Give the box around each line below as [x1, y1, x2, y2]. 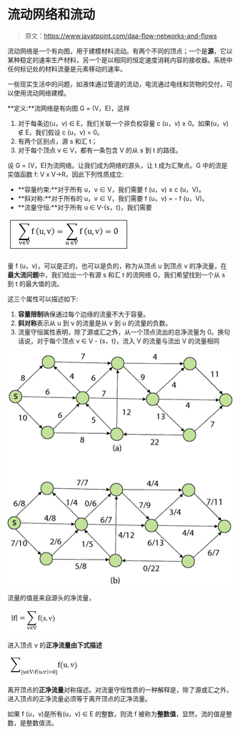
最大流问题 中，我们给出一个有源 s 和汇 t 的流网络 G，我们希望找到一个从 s [7, 270, 226, 279]
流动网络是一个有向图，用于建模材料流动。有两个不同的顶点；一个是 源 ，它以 [7, 46, 233, 55]
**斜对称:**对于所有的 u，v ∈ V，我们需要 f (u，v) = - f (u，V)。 [17, 194, 209, 202]
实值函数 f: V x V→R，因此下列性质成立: [7, 169, 124, 179]
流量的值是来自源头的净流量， [7, 594, 95, 602]
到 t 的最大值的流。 [7, 279, 64, 288]
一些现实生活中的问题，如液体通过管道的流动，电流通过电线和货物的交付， [7, 79, 226, 88]
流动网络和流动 [7, 6, 96, 23]
